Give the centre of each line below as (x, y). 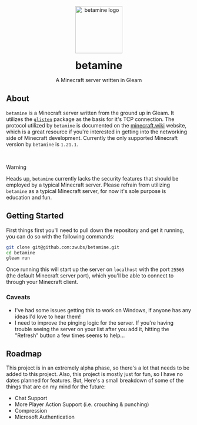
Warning (16, 167)
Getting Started (35, 216)
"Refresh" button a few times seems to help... (70, 335)
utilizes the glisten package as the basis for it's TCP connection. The (90, 119)
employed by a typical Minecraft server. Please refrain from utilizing (88, 185)
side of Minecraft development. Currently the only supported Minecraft (92, 138)
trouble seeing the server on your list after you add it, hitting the (92, 329)
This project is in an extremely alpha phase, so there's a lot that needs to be (98, 368)
